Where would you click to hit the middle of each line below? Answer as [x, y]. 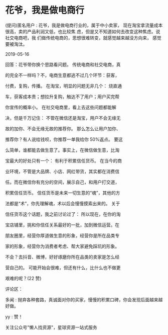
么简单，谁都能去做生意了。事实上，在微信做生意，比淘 [62, 150]
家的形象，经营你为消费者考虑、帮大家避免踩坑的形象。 [62, 246]
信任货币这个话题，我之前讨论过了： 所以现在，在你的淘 [63, 214]
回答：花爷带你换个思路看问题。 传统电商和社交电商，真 [63, 64]
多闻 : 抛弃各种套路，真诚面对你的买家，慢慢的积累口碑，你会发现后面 [77, 299]
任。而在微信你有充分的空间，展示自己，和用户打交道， [62, 182]
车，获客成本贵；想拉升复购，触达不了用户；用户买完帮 [62, 97]
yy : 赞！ [14, 316]
